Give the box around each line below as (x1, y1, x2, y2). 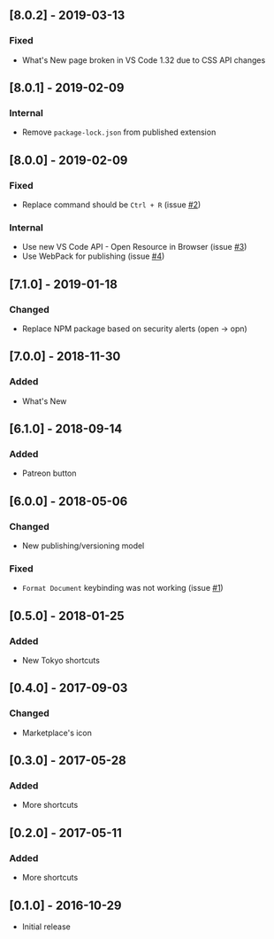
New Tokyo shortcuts (21, 656, 100, 666)
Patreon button (21, 468, 77, 478)
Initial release (21, 921, 71, 932)
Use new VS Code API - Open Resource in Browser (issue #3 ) (21, 242, 247, 252)
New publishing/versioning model (21, 540, 145, 551)
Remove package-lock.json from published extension (21, 127, 217, 137)
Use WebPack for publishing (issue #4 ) (21, 251, 165, 261)
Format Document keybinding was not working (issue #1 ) (21, 583, 224, 594)
